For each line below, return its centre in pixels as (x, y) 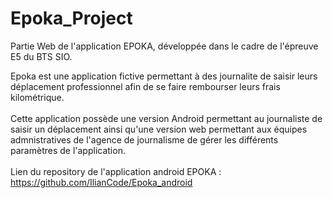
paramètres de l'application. (68, 150)
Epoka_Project (71, 18)
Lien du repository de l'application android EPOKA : (116, 171)
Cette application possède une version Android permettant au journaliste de (166, 118)
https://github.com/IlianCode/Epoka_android (101, 182)
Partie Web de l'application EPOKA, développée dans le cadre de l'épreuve (164, 46)
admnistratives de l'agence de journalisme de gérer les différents (144, 139)
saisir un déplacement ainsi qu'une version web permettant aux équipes (159, 129)
